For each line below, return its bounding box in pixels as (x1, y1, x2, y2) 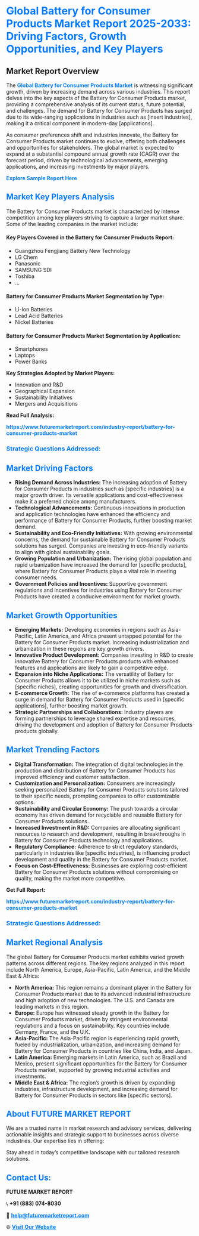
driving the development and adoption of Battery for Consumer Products (14, 721, 193, 728)
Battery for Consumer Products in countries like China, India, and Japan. (14, 1047, 192, 1054)
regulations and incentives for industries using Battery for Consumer (14, 586, 182, 594)
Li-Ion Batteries (14, 306, 53, 313)
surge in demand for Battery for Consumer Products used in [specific (14, 696, 184, 703)
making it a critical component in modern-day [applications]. (6, 120, 154, 126)
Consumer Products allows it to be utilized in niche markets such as (14, 676, 181, 684)
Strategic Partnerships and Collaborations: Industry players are (14, 708, 173, 715)
